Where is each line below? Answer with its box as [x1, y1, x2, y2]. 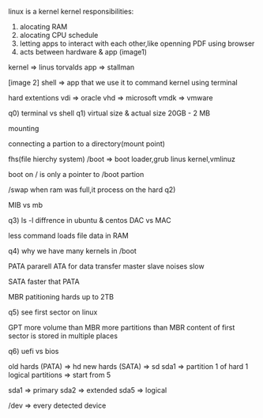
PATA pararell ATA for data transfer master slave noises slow [8, 262, 205, 271]
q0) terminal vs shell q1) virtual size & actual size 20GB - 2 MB [8, 108, 211, 118]
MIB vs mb [8, 201, 43, 209]
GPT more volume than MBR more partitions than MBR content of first [8, 323, 235, 332]
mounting [8, 124, 39, 133]
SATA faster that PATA [8, 277, 81, 286]
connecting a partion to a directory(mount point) [8, 139, 166, 149]
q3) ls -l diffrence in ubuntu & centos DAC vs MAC [8, 216, 171, 224]
